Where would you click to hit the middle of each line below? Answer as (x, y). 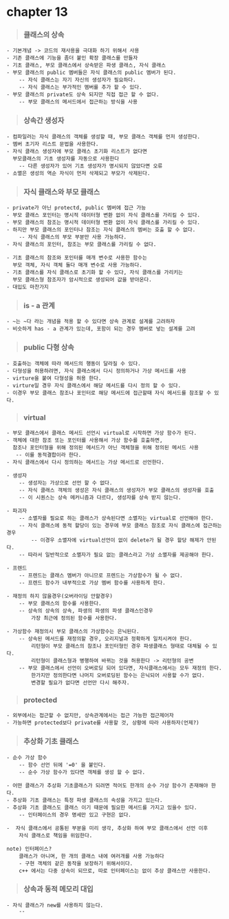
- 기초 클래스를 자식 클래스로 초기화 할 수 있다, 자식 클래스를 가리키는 (95, 273)
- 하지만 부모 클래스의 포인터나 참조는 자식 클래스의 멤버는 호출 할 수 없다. (101, 230)
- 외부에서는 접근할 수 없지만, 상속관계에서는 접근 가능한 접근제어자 (90, 716)
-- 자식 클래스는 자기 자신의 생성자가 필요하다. (77, 80)
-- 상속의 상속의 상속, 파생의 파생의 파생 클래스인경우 (86, 610)
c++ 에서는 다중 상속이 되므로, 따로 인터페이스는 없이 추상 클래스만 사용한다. (115, 871)
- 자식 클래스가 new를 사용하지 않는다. (55, 905)
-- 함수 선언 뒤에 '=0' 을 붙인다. (63, 765)
